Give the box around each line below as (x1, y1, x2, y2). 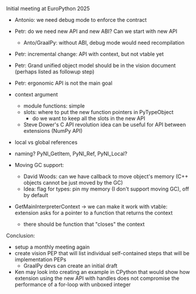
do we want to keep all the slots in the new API (32, 115, 145, 122)
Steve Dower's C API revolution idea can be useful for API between (23, 121, 187, 128)
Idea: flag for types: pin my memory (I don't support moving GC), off (23, 185, 190, 192)
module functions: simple (23, 102, 85, 109)
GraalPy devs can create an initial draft (23, 262, 118, 269)
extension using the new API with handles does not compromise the (14, 275, 180, 282)
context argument (14, 91, 58, 98)
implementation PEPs (14, 256, 67, 263)
